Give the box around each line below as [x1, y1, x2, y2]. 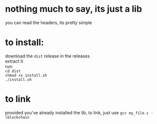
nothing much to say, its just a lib [5, 3, 142, 15]
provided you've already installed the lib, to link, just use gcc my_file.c [5, 109, 149, 116]
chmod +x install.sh [5, 73, 48, 78]
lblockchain [5, 115, 30, 120]
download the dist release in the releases [5, 53, 90, 59]
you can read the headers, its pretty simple [5, 20, 93, 25]
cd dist [5, 69, 21, 74]
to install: [5, 37, 44, 48]
